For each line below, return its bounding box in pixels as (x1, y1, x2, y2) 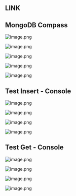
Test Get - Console (5, 143, 64, 152)
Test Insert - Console (5, 87, 72, 95)
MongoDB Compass (5, 21, 68, 29)
